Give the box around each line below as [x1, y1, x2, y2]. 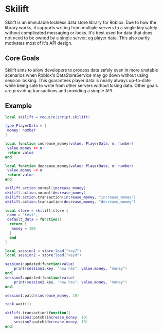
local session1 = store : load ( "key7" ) [5, 249, 82, 253]
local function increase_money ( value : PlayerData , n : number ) [5, 141, 134, 146]
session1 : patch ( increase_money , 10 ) [14, 315, 89, 320]
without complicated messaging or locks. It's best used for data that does [5, 30, 153, 35]
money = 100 [11, 226, 36, 231]
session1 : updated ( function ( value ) [5, 262, 75, 266]
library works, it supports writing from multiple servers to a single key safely [5, 24, 157, 30]
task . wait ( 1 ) [5, 302, 32, 307]
